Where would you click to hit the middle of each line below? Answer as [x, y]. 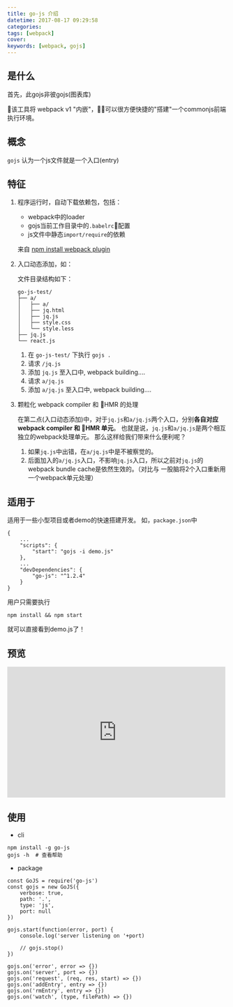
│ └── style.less [46, 329]
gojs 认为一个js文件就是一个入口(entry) [63, 160]
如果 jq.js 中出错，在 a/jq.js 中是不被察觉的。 [92, 452]
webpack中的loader [56, 217]
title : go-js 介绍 [33, 14]
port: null [36, 911]
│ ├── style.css [44, 323]
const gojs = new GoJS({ [43, 887]
